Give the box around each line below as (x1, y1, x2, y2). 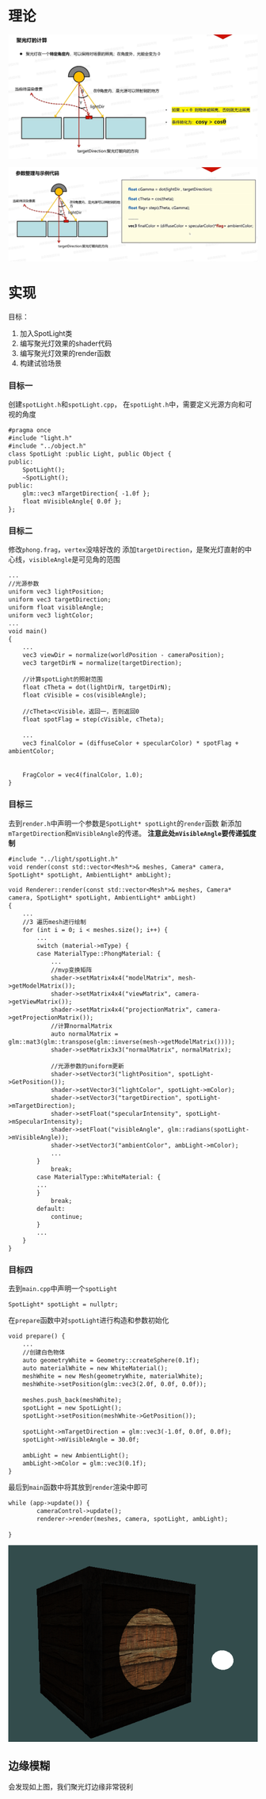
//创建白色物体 (22, 1349, 66, 1357)
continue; (50, 1213, 83, 1220)
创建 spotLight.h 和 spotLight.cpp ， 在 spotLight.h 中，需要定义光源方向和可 (8, 399, 253, 409)
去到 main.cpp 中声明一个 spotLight (8, 1284, 117, 1293)
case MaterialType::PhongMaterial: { (36, 949, 161, 957)
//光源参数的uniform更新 (50, 1062, 124, 1070)
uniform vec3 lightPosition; (8, 588, 104, 596)
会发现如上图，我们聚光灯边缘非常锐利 (8, 1782, 133, 1791)
